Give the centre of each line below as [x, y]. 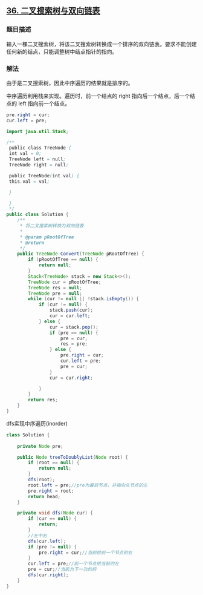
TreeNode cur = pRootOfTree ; [65, 282]
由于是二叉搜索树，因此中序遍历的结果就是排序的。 [70, 83]
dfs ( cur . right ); [48, 575]
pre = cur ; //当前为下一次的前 [62, 570]
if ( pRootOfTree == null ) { [63, 260]
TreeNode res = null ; [55, 288]
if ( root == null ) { [54, 463]
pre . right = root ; [51, 491]
